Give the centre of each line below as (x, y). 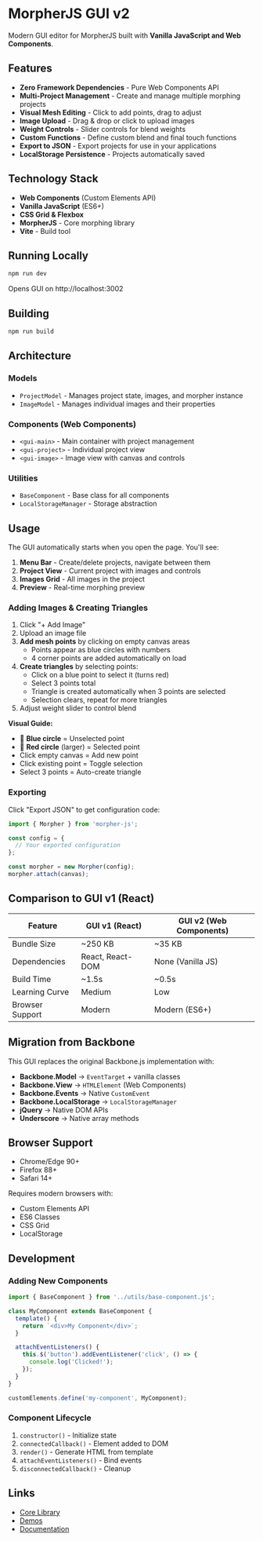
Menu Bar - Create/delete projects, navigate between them (115, 563)
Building (29, 314)
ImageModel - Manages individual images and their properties (117, 404)
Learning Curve (41, 991)
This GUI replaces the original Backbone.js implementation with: (111, 1061)
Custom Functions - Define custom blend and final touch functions (128, 137)
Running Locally (48, 256)
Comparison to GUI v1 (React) (81, 898)
